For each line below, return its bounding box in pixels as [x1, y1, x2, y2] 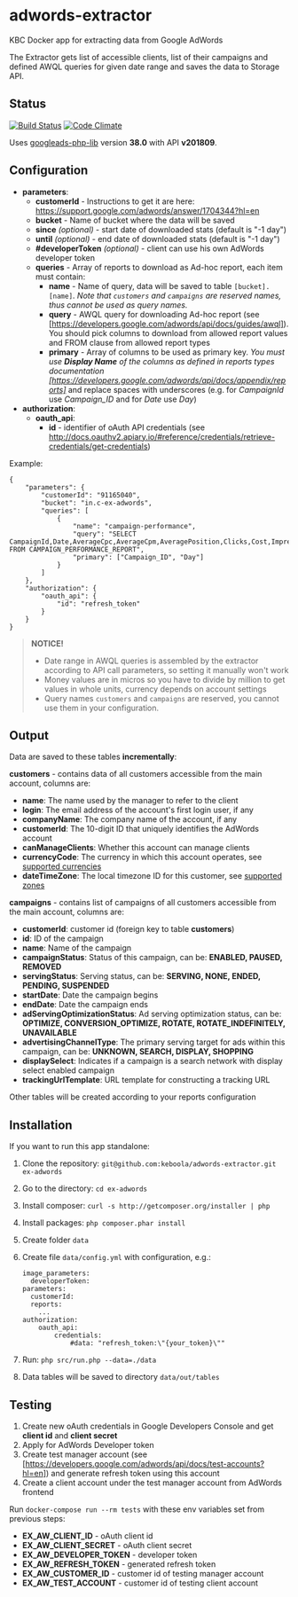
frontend [21, 1487, 55, 1497]
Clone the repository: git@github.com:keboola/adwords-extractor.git [21, 1158, 277, 1169]
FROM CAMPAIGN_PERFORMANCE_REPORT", [9, 544, 145, 554]
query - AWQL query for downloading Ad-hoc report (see [48, 309, 260, 319]
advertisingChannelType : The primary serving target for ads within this [21, 1037, 286, 1047]
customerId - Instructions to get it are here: [35, 196, 195, 207]
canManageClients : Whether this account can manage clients [21, 842, 250, 853]
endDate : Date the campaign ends [21, 999, 149, 1010]
